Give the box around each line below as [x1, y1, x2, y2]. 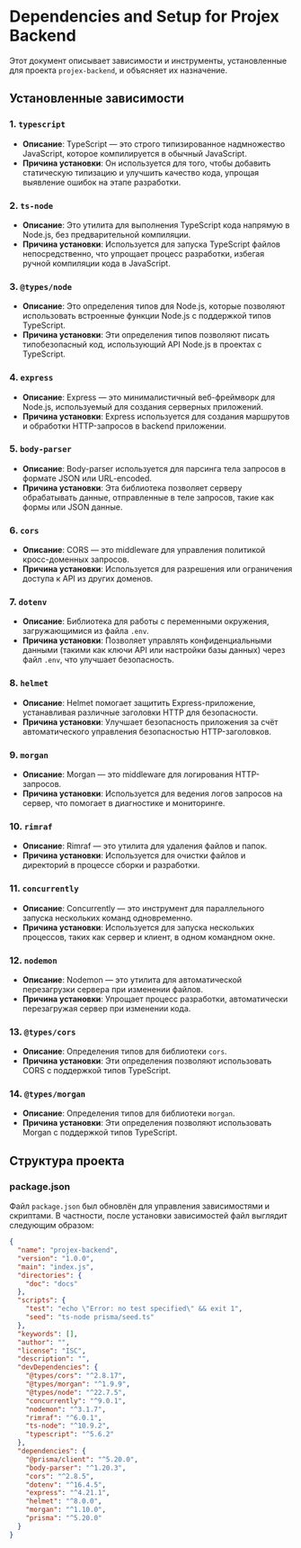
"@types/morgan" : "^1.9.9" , [25, 1380, 130, 1389]
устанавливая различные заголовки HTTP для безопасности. [22, 707, 259, 718]
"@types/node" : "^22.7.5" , [25, 1388, 127, 1397]
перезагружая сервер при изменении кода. [22, 1002, 191, 1014]
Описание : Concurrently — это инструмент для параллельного [22, 902, 265, 913]
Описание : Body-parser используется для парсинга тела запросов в [22, 463, 286, 474]
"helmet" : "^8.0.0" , [25, 1497, 102, 1506]
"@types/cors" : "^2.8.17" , [25, 1371, 127, 1381]
